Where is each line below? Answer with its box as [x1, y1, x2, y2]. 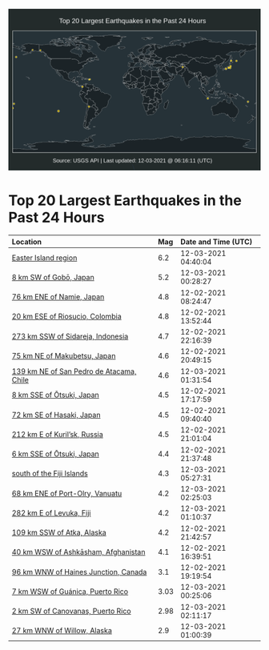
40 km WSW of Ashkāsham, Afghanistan [11, 548, 146, 557]
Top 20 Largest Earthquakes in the [8, 191, 242, 209]
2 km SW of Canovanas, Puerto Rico [11, 606, 131, 616]
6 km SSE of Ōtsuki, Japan [11, 449, 100, 459]
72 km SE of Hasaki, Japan [11, 410, 101, 419]
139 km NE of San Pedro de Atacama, [11, 366, 137, 376]
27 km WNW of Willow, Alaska [11, 626, 112, 636]
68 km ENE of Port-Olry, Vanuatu [11, 488, 122, 498]
